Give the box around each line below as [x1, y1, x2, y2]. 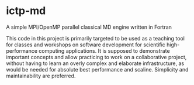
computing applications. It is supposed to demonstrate [39, 47, 171, 54]
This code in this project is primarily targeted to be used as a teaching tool [6, 35, 185, 42]
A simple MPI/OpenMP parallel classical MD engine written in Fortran [6, 23, 172, 30]
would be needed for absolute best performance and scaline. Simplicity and [6, 66, 189, 73]
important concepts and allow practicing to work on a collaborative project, [6, 53, 187, 60]
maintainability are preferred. [6, 72, 76, 79]
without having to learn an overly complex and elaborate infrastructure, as [6, 60, 185, 67]
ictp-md [6, 4, 46, 18]
